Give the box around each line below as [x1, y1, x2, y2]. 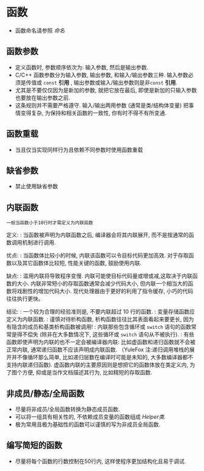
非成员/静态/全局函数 [6, 388, 85, 399]
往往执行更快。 [6, 295, 44, 303]
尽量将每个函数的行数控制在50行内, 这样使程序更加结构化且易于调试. [15, 457, 186, 465]
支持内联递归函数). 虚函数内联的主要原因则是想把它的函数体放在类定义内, [6, 361, 189, 368]
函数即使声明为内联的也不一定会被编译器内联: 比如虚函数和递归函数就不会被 [6, 339, 195, 346]
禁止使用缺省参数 [15, 183, 58, 190]
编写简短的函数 [6, 440, 63, 450]
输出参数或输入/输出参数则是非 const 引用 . [73, 78, 178, 86]
